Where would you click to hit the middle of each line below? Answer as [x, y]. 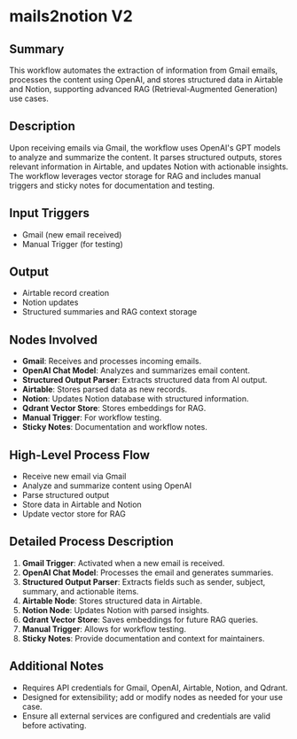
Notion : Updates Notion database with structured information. [135, 399]
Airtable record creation [65, 293]
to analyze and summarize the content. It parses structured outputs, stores [145, 157]
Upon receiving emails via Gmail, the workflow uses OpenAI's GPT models [145, 147]
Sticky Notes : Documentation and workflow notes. [115, 427]
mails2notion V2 [71, 16]
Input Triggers [50, 213]
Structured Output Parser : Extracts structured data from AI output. [145, 380]
